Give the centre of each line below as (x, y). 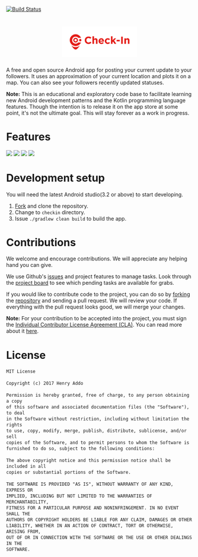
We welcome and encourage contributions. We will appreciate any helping (97, 259)
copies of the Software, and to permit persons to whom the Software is (98, 443)
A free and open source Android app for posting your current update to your (99, 70)
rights (14, 425)
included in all (26, 467)
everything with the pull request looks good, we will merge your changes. (96, 307)
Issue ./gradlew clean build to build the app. (70, 218)
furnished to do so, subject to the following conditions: (81, 449)
